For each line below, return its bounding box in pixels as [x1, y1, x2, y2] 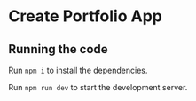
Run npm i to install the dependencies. [8, 65, 148, 75]
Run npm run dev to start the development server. [8, 82, 188, 92]
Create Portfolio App [8, 6, 163, 27]
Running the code [8, 42, 108, 57]
